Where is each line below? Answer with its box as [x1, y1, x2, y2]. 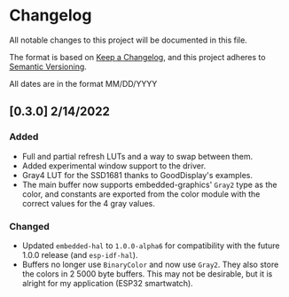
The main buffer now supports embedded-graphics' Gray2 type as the [21, 179, 277, 190]
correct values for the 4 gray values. [21, 198, 155, 208]
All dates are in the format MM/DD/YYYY [9, 78, 158, 89]
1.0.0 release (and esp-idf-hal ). [21, 249, 138, 260]
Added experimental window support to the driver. [21, 160, 207, 171]
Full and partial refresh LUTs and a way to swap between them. [21, 151, 254, 161]
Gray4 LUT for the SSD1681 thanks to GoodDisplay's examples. [21, 169, 254, 180]
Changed [9, 220, 51, 232]
